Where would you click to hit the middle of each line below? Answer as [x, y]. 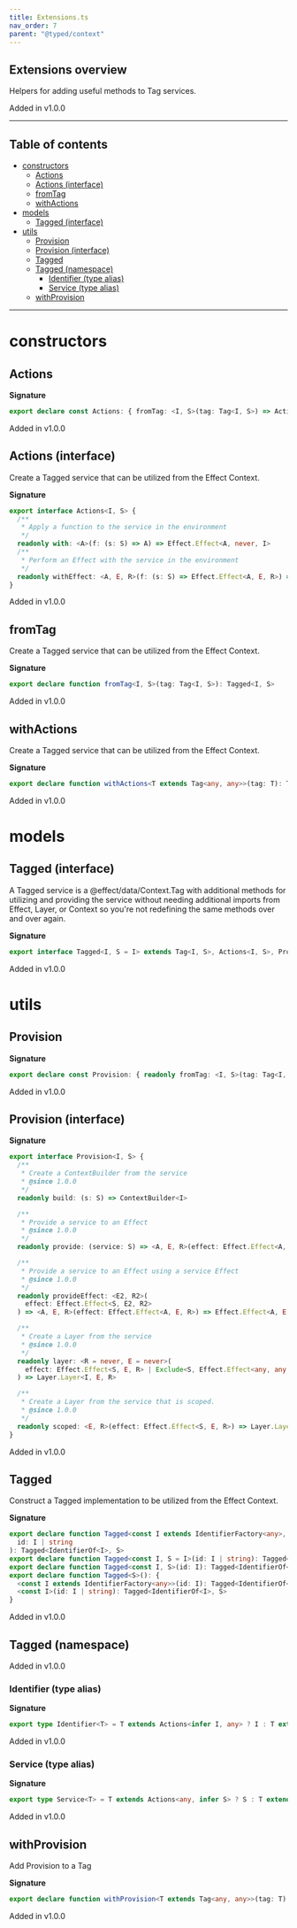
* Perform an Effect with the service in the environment [130, 560]
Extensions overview [68, 69]
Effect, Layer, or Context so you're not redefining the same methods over [142, 909]
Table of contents [58, 144]
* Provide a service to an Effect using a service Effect [130, 1271]
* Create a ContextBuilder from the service [104, 1174]
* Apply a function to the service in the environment [124, 528]
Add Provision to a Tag [50, 1866]
